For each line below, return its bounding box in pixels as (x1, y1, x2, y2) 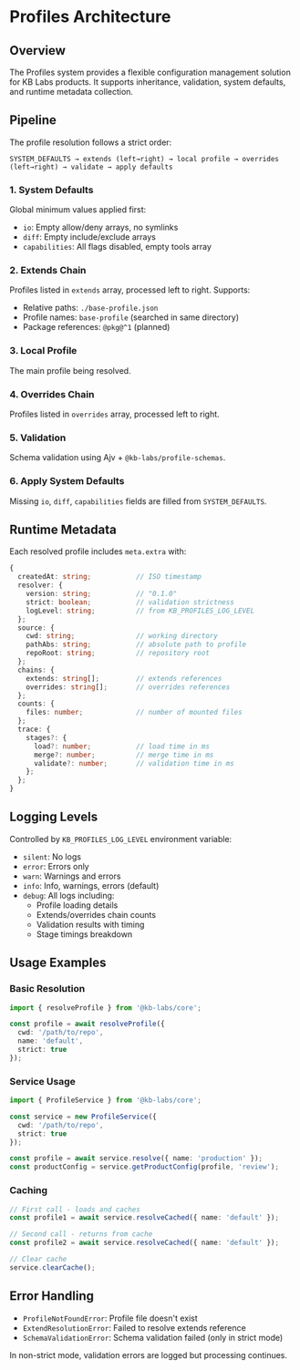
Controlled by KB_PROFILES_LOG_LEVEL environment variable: (9, 833, 233, 844)
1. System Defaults (9, 183, 94, 196)
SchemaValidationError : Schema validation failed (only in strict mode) (22, 1332, 284, 1343)
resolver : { (17, 581, 64, 590)
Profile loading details (36, 900, 119, 911)
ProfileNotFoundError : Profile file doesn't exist (22, 1313, 198, 1324)
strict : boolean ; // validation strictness (26, 597, 234, 607)
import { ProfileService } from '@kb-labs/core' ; (9, 1096, 202, 1105)
